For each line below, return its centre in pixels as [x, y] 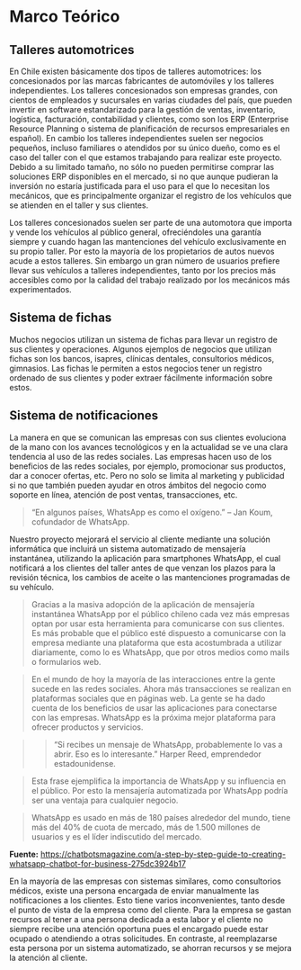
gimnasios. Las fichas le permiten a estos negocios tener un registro [136, 368]
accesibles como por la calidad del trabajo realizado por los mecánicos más [150, 280]
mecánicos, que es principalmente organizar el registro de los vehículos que [150, 196]
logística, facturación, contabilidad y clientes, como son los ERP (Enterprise [149, 119]
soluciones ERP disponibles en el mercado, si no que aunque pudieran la [144, 176]
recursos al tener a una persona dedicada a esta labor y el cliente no [136, 919]
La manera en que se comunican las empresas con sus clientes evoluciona [148, 437]
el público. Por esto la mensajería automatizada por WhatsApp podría [159, 790]
